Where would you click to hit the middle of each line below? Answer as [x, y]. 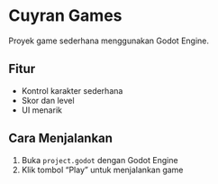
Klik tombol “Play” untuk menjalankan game [102, 170]
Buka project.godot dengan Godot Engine [100, 160]
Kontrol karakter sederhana [72, 90]
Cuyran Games [65, 16]
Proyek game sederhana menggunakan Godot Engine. [109, 41]
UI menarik [41, 110]
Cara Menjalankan [61, 138]
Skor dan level [48, 100]
